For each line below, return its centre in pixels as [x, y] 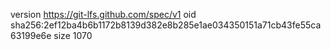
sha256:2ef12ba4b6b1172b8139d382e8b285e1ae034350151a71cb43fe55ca [166, 25]
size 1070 [73, 35]
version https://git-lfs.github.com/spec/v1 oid [103, 14]
